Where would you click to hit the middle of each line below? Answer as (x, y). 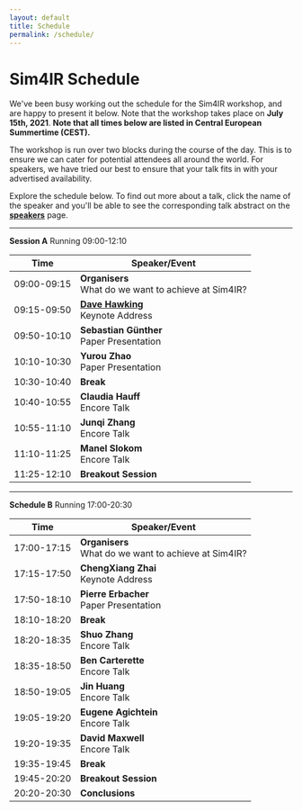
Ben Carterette (112, 661)
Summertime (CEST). (50, 132)
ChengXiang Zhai (118, 568)
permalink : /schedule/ (52, 34)
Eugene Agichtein (119, 712)
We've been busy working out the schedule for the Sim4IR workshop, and (146, 104)
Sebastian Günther (121, 330)
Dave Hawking (111, 304)
